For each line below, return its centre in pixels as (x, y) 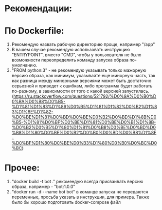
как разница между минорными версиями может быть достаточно (81, 81)
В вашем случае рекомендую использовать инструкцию (71, 50)
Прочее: (22, 168)
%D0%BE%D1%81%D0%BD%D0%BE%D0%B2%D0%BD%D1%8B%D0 (84, 117)
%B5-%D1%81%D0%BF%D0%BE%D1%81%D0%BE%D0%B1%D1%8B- (84, 122)
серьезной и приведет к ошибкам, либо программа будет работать (82, 86)
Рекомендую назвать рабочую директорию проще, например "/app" (83, 44)
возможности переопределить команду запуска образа (70, 60)
